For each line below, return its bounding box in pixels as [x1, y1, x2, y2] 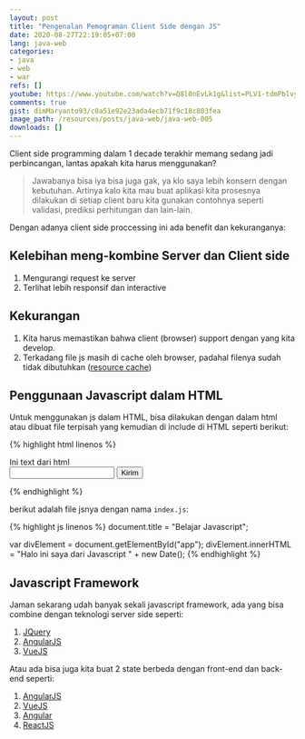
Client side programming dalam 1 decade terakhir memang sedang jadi [9, 148, 274, 159]
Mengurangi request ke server [22, 272, 136, 283]
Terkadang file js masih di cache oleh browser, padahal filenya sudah [22, 352, 281, 363]
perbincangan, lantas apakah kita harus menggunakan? [9, 158, 217, 168]
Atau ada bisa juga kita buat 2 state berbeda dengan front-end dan [9, 664, 260, 674]
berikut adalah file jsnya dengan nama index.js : [9, 504, 189, 514]
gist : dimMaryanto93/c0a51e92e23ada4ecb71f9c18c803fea [9, 106, 221, 115]
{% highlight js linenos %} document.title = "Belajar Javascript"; [9, 522, 249, 533]
